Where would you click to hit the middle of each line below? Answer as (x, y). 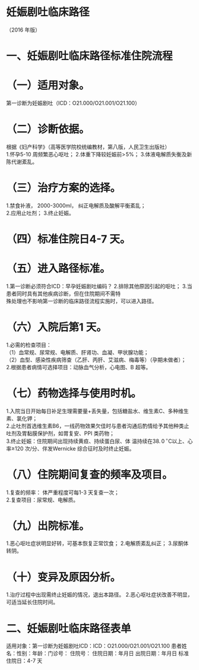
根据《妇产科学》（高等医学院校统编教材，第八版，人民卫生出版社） (88, 147)
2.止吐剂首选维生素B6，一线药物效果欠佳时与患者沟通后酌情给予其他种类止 (98, 426)
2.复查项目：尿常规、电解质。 (42, 499)
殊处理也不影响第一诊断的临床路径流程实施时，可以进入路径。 (82, 301)
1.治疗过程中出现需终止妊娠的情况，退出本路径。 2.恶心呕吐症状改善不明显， (99, 594)
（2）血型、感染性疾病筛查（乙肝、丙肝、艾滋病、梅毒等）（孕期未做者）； (96, 360)
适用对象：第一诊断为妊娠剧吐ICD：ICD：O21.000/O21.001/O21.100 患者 (94, 646)
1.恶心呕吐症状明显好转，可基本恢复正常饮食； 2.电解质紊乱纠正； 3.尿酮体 (97, 543)
